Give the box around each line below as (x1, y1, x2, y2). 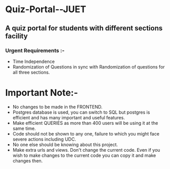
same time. (12, 125, 36, 131)
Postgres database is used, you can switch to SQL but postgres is (12, 109, 150, 115)
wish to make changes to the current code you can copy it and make (12, 152, 156, 158)
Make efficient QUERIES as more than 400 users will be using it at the (12, 120, 158, 126)
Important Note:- (5, 87, 78, 98)
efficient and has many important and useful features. (12, 114, 125, 120)
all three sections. (12, 69, 50, 75)
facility (5, 31, 28, 40)
